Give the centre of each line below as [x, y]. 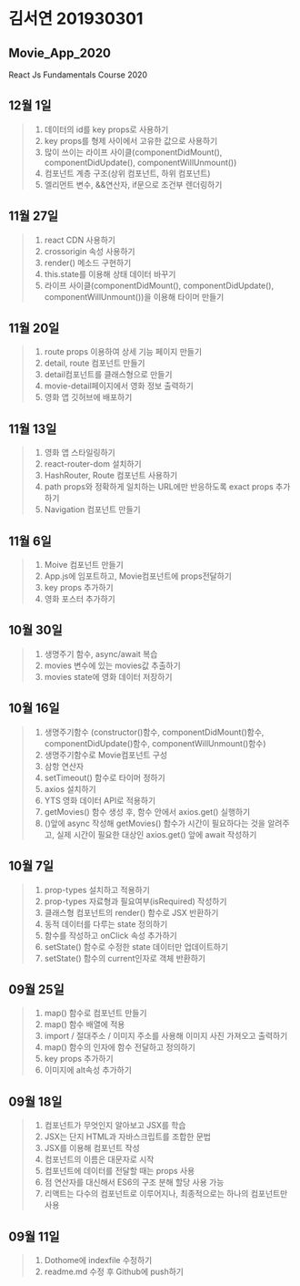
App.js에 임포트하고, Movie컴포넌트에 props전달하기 [138, 576]
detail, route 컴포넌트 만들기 [95, 363]
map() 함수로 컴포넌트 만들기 [95, 1013]
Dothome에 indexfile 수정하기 [98, 1260]
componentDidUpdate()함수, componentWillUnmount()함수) [155, 743]
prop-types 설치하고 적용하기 [97, 890]
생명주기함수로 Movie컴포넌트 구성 [106, 755]
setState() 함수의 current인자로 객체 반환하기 [125, 958]
